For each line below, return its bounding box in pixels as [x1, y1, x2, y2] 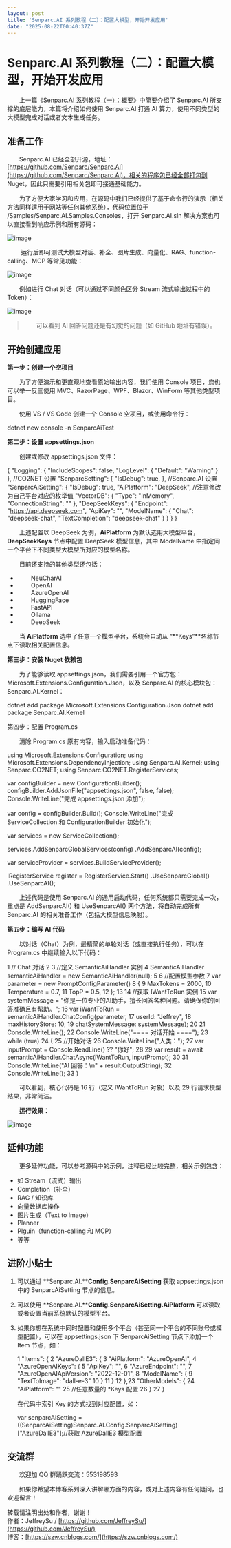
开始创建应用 [7, 343, 62, 355]
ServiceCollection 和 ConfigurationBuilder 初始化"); [7, 818, 153, 826]
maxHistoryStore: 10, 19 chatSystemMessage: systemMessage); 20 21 [7, 1020, 206, 1028]
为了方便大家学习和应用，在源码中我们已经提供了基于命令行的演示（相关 [19, 194, 224, 203]
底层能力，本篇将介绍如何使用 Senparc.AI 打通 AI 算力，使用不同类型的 [19, 105, 220, 113]
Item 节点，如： [16, 1340, 62, 1349]
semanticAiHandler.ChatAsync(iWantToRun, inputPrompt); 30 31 [7, 1053, 188, 1061]
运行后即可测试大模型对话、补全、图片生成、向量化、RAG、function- [20, 248, 217, 257]
